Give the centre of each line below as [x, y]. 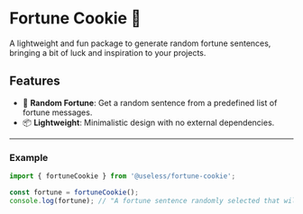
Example [29, 157]
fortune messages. [57, 112]
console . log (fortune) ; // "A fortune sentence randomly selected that [145, 201]
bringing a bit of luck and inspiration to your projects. [108, 52]
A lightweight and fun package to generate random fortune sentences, [140, 43]
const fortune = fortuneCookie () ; [74, 192]
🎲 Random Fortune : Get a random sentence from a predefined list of [150, 103]
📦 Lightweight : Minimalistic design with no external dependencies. [148, 122]
